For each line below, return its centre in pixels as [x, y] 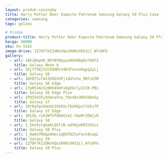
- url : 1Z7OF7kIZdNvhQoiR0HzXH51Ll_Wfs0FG [54, 144]
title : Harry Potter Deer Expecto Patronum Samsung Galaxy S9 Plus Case [82, 14]
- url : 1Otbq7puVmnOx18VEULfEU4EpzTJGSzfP [54, 107]
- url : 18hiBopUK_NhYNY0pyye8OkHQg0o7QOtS [54, 60]
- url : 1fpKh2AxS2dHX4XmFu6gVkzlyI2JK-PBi [54, 88]
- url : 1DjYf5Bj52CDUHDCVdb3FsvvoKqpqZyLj [54, 70]
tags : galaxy [19, 24]
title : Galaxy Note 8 [36, 65]
